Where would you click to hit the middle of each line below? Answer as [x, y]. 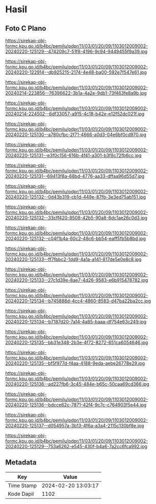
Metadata [21, 462]
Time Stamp [22, 486]
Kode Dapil [21, 494]
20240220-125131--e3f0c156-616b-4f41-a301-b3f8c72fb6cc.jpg [73, 155]
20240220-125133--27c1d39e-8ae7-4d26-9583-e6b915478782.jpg [77, 280]
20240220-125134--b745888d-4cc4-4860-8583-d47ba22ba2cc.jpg [78, 301]
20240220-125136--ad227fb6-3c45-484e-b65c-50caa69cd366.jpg [77, 384]
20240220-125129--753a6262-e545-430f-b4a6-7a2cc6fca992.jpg [76, 446]
